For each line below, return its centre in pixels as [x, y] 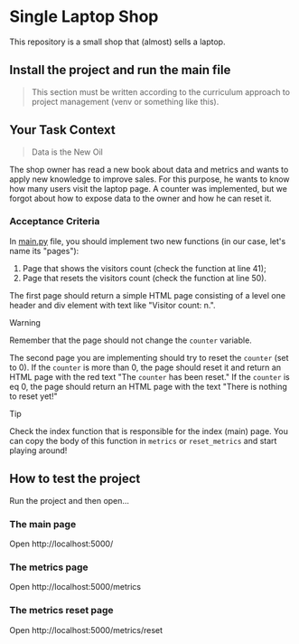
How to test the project [75, 479]
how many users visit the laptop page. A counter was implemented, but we [148, 188]
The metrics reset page [62, 611]
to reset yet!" [33, 396]
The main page [43, 524]
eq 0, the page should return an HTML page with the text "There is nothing [148, 386]
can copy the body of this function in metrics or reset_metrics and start [143, 440]
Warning [25, 322]
